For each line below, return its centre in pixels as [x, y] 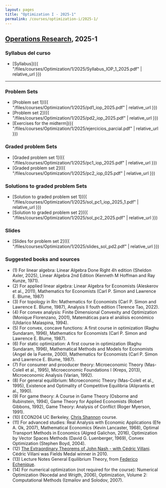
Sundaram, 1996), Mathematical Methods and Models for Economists [83, 349]
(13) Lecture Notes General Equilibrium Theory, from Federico [75, 459]
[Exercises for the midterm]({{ [43, 123]
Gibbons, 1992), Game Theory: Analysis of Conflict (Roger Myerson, [82, 407]
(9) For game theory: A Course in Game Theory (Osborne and [75, 396]
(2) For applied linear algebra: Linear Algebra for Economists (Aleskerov [85, 286]
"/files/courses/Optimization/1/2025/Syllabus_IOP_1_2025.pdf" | [77, 69]
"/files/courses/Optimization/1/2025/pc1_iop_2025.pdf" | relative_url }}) [84, 163]
